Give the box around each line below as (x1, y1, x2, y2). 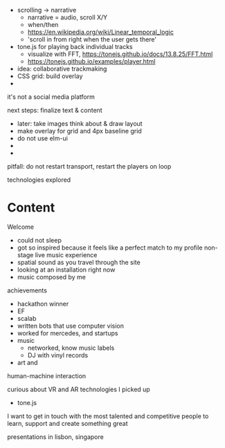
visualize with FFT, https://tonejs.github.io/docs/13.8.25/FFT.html (27, 50, 213, 58)
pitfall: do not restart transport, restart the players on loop (7, 162, 172, 170)
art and (17, 358, 38, 366)
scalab (17, 314, 37, 322)
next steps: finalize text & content (7, 106, 102, 114)
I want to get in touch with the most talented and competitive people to (7, 411, 209, 420)
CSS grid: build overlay (17, 72, 83, 80)
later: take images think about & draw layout (17, 120, 143, 127)
